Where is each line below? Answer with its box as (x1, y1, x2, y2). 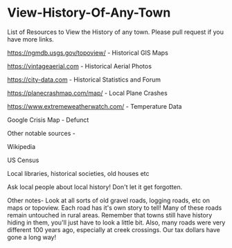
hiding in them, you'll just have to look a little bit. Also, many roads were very (7, 218, 226, 227)
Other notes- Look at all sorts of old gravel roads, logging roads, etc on (7, 196, 210, 204)
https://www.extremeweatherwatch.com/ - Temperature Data (7, 102, 182, 110)
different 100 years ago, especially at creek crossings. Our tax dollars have (7, 225, 220, 233)
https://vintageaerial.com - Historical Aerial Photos (7, 62, 152, 70)
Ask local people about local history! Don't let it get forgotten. (7, 182, 183, 191)
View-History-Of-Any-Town (7, 5, 171, 21)
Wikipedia (7, 142, 36, 150)
